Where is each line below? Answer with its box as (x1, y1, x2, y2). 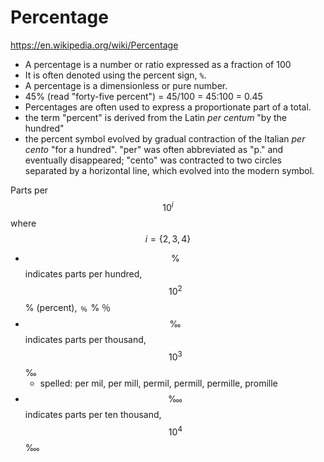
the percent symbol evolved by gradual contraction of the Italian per (24, 132, 306, 145)
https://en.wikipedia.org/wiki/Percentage (10, 39, 179, 51)
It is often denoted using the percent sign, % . (24, 69, 207, 81)
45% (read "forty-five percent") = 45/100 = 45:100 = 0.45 (24, 90, 263, 102)
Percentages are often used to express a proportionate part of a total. (24, 101, 312, 113)
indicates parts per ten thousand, (24, 408, 162, 420)
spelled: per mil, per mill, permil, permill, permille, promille (39, 377, 278, 389)
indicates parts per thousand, (24, 334, 147, 346)
